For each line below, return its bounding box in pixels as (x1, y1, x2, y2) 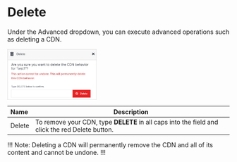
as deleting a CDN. (7, 35, 62, 43)
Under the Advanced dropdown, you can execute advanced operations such (7, 27, 230, 36)
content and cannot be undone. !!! (7, 149, 106, 157)
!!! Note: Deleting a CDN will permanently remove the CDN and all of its (7, 141, 214, 149)
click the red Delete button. (35, 125, 114, 134)
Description (113, 107, 149, 116)
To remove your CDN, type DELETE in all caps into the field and (35, 118, 219, 126)
